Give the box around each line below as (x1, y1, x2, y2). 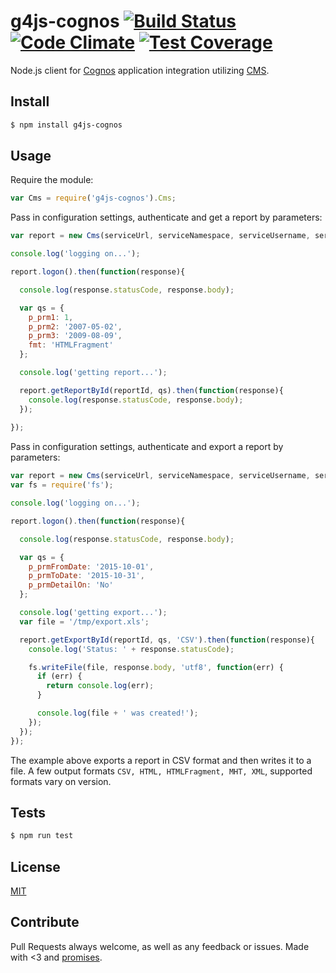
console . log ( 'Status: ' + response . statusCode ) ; (28, 644, 235, 654)
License (10, 858, 61, 875)
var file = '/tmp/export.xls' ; (19, 616, 150, 627)
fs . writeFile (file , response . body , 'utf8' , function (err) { (28, 662, 284, 672)
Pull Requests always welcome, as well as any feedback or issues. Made (10, 940, 310, 952)
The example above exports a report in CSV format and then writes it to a (10, 754, 312, 766)
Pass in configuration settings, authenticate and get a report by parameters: (10, 211, 323, 224)
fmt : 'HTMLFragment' (28, 340, 114, 350)
